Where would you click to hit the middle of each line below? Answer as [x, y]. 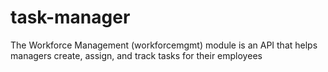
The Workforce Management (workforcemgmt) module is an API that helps [164, 45]
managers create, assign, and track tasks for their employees [136, 55]
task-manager [70, 17]
